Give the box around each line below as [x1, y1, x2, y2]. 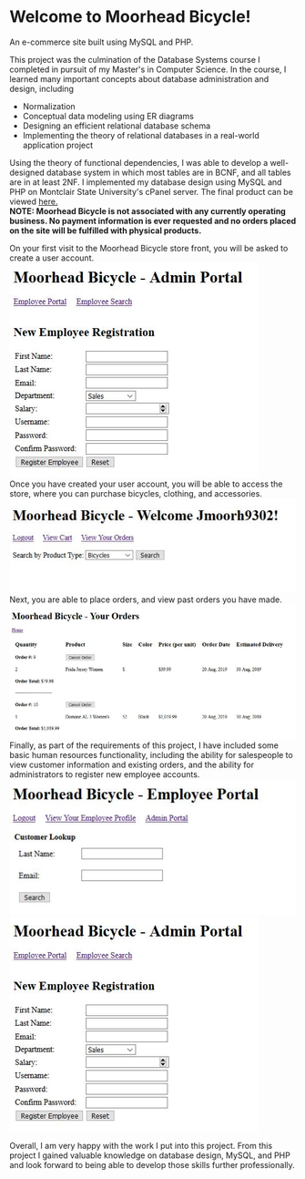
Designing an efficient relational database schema [22, 120, 211, 131]
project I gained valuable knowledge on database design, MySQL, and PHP [9, 1150, 291, 1161]
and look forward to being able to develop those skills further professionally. [9, 1160, 296, 1171]
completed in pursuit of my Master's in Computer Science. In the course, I [9, 64, 287, 75]
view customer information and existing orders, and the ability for [9, 759, 255, 770]
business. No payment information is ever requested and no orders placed [9, 215, 297, 226]
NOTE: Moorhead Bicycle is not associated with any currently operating [9, 205, 287, 216]
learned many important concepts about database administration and [9, 73, 269, 84]
